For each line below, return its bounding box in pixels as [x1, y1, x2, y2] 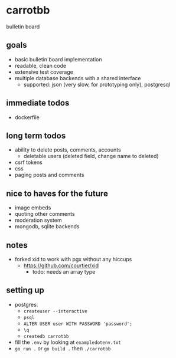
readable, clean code [14, 62, 67, 69]
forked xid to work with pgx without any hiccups [14, 256, 132, 262]
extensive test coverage [14, 68, 74, 75]
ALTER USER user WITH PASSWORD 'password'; [23, 321, 133, 327]
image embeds [14, 204, 51, 211]
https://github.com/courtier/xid [23, 262, 99, 269]
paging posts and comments [14, 172, 84, 179]
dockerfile [14, 113, 40, 121]
